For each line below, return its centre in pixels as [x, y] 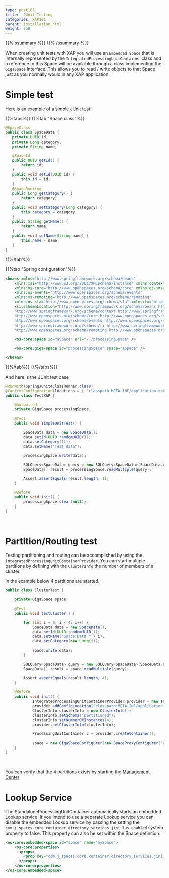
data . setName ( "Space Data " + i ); [68, 637]
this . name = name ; [40, 241]
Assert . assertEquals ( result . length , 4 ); [66, 678]
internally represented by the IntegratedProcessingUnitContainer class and [83, 58]
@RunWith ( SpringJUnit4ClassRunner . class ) [49, 386]
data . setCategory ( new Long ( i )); [66, 641]
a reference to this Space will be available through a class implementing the [83, 64]
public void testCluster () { [45, 613]
